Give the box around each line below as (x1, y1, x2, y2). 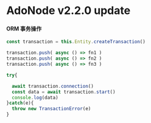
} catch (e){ (6, 100, 34, 107)
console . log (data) (12, 94, 59, 100)
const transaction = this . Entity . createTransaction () (6, 39, 146, 45)
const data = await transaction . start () (12, 89, 116, 95)
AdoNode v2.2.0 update (6, 4, 131, 18)
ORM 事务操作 (6, 25, 42, 32)
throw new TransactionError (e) (12, 106, 91, 112)
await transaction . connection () (12, 83, 94, 89)
